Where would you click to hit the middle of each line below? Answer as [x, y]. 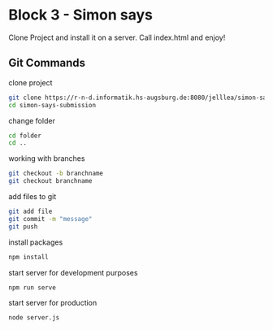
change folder [32, 120]
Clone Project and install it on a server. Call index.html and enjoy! [117, 37]
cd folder [25, 136]
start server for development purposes [73, 272]
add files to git [32, 196]
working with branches [47, 158]
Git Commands [47, 63]
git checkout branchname [50, 181]
